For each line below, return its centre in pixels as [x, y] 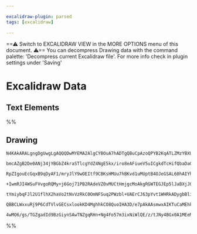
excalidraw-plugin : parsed [39, 16]
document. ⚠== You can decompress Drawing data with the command [92, 50]
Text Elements [33, 108]
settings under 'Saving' [34, 63]
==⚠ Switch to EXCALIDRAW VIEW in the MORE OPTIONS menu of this [92, 44]
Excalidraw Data [46, 86]
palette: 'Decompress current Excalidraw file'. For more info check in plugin [97, 56]
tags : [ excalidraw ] [30, 22]
